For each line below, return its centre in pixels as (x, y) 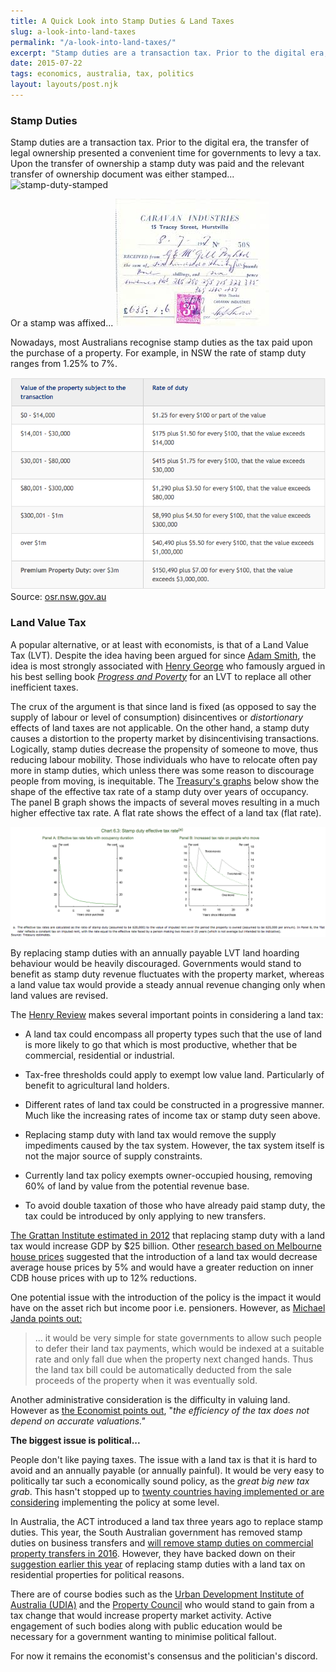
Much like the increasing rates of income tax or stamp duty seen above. (172, 1115)
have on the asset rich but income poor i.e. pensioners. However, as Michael (168, 1307)
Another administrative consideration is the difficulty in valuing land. (150, 1399)
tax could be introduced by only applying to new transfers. (145, 1216)
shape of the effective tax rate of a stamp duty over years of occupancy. (159, 791)
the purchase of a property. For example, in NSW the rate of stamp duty (158, 353)
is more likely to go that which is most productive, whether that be (161, 1044)
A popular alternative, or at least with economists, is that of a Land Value (159, 644)
